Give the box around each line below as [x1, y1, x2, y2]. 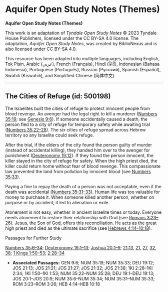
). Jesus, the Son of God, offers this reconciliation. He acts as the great [10, 220, 157, 226]
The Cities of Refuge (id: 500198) [5, 92, 111, 101]
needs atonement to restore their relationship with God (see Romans [5, 214, 146, 220]
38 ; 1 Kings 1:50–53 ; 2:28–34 [5, 250, 65, 256]
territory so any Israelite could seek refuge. [5, 132, 94, 138]
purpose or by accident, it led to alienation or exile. [5, 199, 110, 205]
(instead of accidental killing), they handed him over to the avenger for [5, 147, 150, 153]
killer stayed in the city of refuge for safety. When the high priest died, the [5, 158, 157, 164]
